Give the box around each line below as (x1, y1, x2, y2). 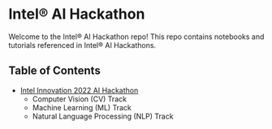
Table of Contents (8, 64, 101, 78)
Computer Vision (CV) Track (32, 94, 127, 104)
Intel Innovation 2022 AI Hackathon (19, 85, 139, 95)
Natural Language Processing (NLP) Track (32, 111, 174, 121)
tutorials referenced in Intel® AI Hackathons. (8, 40, 157, 49)
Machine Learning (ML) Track (32, 102, 132, 112)
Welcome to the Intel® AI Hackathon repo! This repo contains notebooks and (8, 32, 265, 41)
